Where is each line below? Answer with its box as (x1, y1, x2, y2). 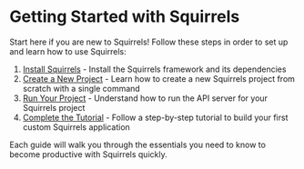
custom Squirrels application (22, 121, 130, 133)
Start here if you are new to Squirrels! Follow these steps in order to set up (9, 36, 289, 47)
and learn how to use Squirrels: (9, 45, 127, 56)
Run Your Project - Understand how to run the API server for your (22, 93, 269, 104)
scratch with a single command (22, 83, 141, 94)
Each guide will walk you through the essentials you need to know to (9, 139, 267, 150)
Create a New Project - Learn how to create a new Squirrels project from (22, 73, 296, 84)
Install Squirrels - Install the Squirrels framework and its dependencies (22, 64, 287, 75)
